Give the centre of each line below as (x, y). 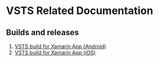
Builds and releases (42, 32)
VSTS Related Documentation (80, 11)
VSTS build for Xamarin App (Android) (60, 46)
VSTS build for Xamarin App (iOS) (55, 53)
